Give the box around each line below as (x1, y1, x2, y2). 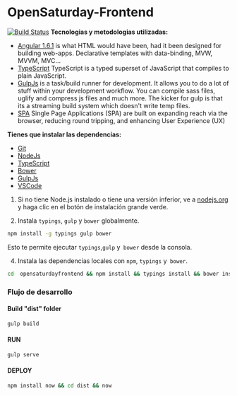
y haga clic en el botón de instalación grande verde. (17, 202, 169, 211)
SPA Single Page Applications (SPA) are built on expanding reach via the (17, 109, 228, 117)
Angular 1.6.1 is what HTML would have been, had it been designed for (17, 41, 222, 49)
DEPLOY (7, 366, 32, 375)
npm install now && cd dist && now (7, 382, 112, 389)
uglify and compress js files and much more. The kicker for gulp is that (17, 93, 223, 103)
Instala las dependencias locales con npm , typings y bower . (17, 256, 188, 265)
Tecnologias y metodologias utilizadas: (50, 28, 168, 36)
